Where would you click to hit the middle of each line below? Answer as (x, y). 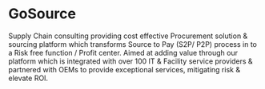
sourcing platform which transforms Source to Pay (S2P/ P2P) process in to (133, 44)
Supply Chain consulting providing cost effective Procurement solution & (128, 36)
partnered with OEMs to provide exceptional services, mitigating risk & (124, 69)
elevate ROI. (28, 78)
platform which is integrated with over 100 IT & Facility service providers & (131, 61)
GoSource (42, 14)
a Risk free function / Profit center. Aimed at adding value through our (123, 52)
